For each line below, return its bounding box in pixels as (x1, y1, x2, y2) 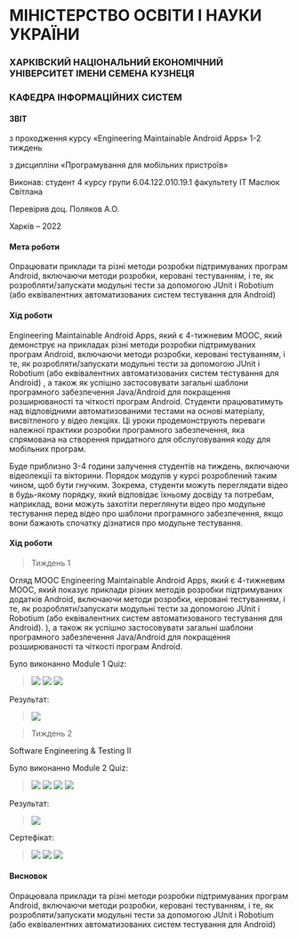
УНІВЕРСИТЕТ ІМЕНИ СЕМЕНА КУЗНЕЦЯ (9, 68, 195, 80)
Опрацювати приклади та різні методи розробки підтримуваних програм (9, 261, 288, 272)
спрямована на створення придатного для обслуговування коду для (9, 434, 271, 445)
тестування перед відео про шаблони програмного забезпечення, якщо (9, 508, 284, 518)
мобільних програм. (9, 443, 86, 454)
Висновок (9, 870, 48, 882)
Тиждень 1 (30, 558, 71, 568)
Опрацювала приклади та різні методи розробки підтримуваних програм (9, 891, 289, 901)
